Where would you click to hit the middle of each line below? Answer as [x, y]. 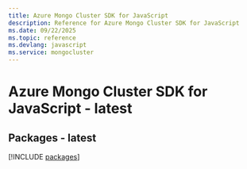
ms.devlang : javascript [48, 45]
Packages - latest [52, 138]
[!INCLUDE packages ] [44, 157]
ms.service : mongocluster [51, 52]
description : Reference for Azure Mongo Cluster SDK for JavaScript [124, 23]
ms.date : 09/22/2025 [42, 30]
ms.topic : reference [42, 38]
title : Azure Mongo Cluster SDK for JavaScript [89, 15]
